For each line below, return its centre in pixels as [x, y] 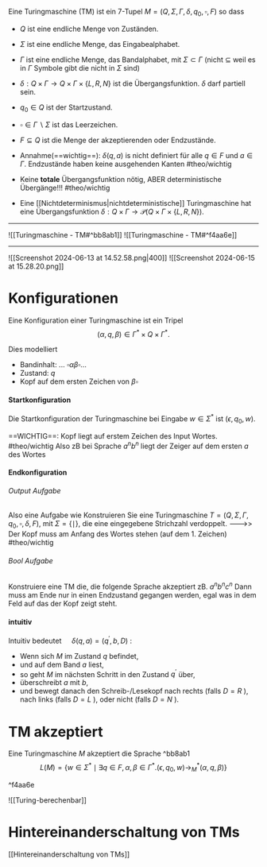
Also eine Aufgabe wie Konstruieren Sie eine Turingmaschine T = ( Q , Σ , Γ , [128, 515]
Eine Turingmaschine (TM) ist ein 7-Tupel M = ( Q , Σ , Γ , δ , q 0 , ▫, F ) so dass [126, 13]
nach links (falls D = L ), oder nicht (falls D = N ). [99, 699]
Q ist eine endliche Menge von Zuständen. [89, 29]
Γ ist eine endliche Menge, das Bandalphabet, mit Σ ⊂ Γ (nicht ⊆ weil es [137, 60]
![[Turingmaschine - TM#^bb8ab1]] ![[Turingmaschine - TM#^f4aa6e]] [123, 234]
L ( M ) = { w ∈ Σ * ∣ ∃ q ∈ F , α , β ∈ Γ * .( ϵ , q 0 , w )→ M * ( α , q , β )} [133, 768]
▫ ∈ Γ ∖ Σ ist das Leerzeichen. [69, 124]
